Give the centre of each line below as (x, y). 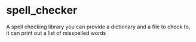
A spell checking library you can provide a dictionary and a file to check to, (98, 27)
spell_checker (42, 10)
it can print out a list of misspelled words (56, 33)
